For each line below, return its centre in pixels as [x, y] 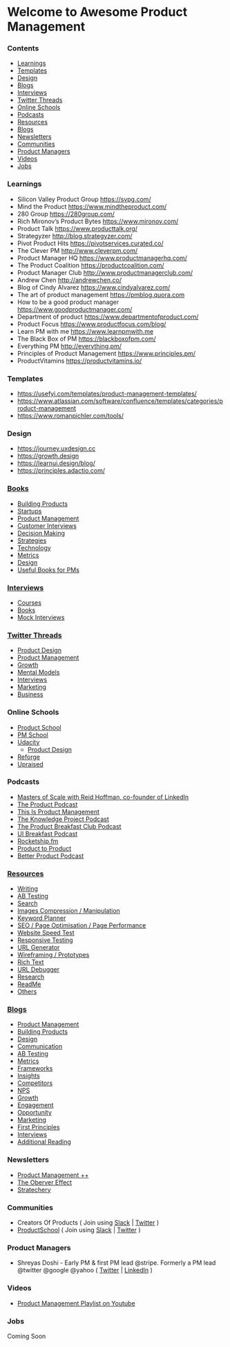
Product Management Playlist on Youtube [76, 1303]
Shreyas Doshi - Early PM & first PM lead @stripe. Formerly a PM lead [116, 1263]
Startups [29, 511]
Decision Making [41, 533]
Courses [29, 603]
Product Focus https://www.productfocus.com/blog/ [92, 324]
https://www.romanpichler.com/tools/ [70, 416]
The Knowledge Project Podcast [63, 819]
